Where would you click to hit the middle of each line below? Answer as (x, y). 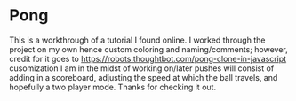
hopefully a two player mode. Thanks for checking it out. (112, 87)
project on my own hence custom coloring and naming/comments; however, (149, 49)
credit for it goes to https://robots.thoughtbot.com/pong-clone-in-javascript (148, 58)
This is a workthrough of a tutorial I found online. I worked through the (137, 40)
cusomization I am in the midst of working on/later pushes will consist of (142, 68)
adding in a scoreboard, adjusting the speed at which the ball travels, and (144, 77)
